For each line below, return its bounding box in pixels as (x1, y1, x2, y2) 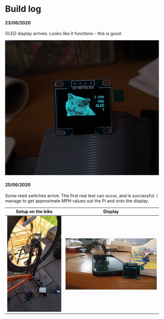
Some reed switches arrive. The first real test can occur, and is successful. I (5, 192, 158, 198)
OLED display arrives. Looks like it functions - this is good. (5, 31, 123, 37)
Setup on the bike (16, 208, 53, 215)
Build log (5, 3, 41, 15)
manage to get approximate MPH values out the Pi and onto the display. (5, 198, 149, 204)
